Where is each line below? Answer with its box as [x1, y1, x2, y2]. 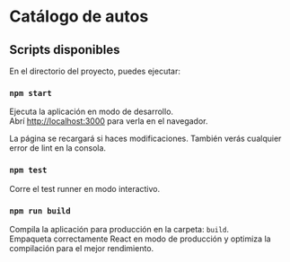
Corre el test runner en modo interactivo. [9, 183, 161, 194]
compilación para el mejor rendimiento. [9, 242, 154, 253]
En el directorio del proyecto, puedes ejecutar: [9, 65, 181, 76]
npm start [9, 88, 52, 98]
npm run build [9, 205, 71, 216]
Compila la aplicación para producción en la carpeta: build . [9, 223, 230, 234]
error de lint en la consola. [9, 143, 106, 153]
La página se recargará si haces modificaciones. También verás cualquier [9, 133, 282, 144]
